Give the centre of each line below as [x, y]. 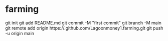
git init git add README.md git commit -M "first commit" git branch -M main [83, 23]
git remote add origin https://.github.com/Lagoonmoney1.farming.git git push [84, 28]
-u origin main [20, 33]
